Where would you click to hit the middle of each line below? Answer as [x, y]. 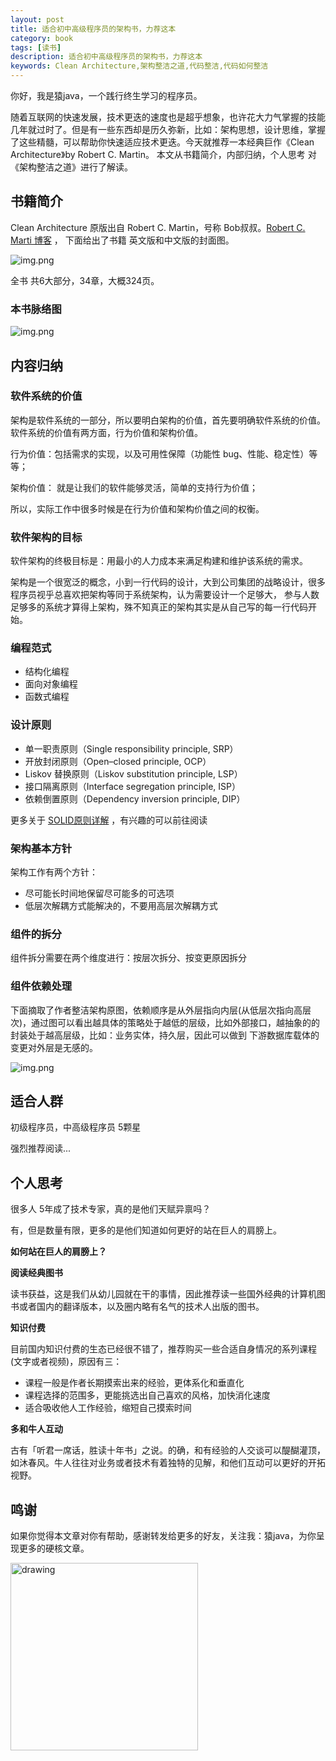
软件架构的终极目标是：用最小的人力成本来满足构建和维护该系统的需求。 [159, 561]
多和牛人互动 [36, 1429]
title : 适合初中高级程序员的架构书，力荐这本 [93, 29]
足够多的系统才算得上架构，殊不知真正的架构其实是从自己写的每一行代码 [159, 607]
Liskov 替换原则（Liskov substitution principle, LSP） [133, 773]
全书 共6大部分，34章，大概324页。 [85, 280]
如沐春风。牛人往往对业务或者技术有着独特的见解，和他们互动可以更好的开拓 [168, 1463]
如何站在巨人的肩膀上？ [58, 1252]
